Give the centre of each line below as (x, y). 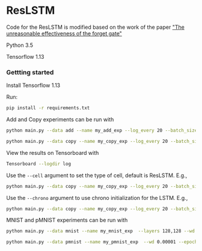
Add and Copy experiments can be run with (60, 119)
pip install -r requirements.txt (48, 108)
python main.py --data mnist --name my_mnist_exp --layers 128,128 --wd (101, 231)
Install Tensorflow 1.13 (33, 85)
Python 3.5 (20, 45)
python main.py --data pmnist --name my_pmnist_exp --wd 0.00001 (91, 242)
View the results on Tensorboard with (53, 153)
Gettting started (30, 72)
